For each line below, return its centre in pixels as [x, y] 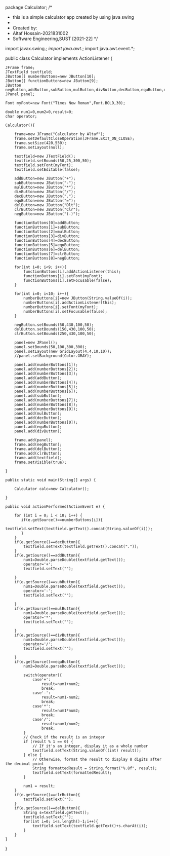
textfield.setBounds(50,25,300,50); [53, 161]
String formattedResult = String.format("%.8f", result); [95, 768]
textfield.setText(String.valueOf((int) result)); [87, 751]
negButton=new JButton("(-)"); [47, 214]
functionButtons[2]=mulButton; [47, 232]
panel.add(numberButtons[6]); [46, 391]
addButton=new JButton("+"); [45, 178]
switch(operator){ [43, 675]
